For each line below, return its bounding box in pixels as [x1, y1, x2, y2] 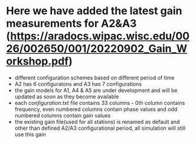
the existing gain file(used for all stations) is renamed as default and [14, 118, 180, 125]
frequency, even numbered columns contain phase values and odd [14, 105, 178, 113]
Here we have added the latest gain [6, 4, 182, 18]
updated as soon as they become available [14, 93, 119, 100]
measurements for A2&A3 [6, 17, 137, 30]
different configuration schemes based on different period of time [14, 74, 175, 81]
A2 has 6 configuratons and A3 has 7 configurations [14, 80, 142, 87]
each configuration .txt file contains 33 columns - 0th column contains [14, 99, 185, 106]
